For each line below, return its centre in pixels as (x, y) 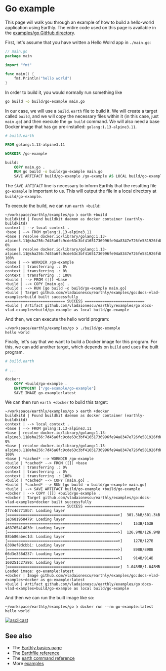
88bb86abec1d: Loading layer (35, 537)
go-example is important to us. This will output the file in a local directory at (81, 191)
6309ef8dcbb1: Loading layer (35, 545)
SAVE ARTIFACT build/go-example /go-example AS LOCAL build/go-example (89, 176)
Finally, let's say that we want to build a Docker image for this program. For (81, 342)
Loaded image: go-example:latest (40, 571)
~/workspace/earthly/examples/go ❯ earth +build (56, 215)
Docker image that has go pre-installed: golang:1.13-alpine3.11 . (71, 127)
